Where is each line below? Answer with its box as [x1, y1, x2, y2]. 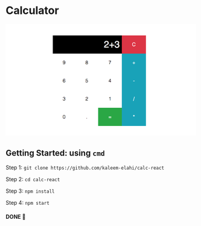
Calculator [5, 4, 59, 18]
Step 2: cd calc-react [5, 176, 60, 183]
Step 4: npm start [5, 199, 49, 207]
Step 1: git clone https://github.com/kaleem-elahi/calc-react [5, 164, 165, 171]
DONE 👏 [5, 213, 26, 220]
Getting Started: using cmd [5, 148, 105, 158]
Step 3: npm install [5, 187, 55, 194]
